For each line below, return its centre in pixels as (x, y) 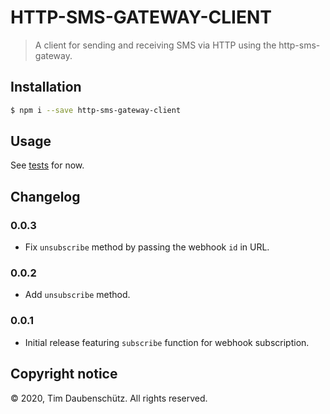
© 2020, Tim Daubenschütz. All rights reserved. (109, 398)
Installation (46, 87)
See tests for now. (47, 165)
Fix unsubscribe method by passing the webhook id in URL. (147, 247)
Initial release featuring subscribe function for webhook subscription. (167, 342)
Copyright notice (64, 374)
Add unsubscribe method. (77, 295)
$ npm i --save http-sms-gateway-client (96, 110)
